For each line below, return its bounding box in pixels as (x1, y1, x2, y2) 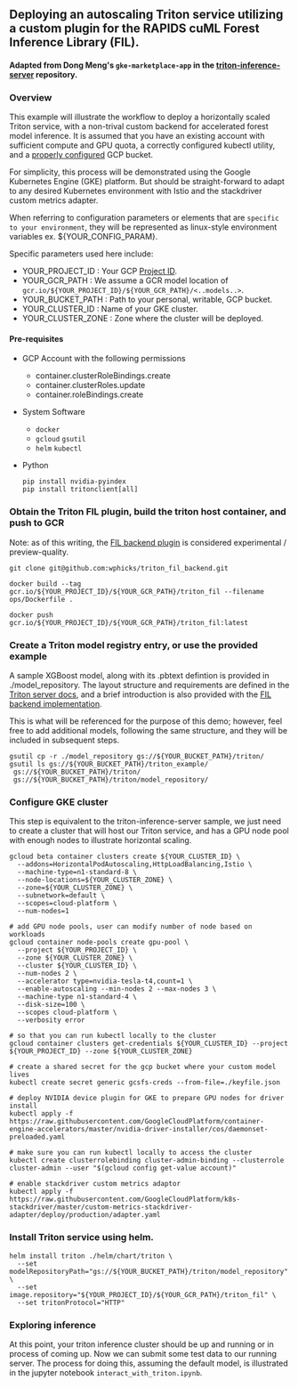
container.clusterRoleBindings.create (35, 370, 171, 381)
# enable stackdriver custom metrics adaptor (9, 1180, 181, 1188)
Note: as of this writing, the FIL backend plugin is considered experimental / (9, 537, 287, 547)
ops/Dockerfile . (9, 595, 74, 604)
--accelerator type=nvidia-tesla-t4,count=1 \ (17, 977, 193, 986)
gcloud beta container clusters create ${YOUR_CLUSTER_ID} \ (9, 852, 241, 862)
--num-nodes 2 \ (17, 969, 77, 978)
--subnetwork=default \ (17, 891, 105, 900)
